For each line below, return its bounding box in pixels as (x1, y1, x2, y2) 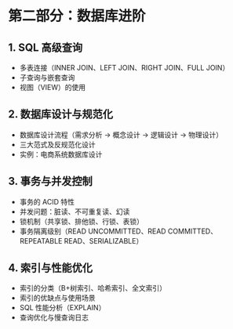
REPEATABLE (19, 236, 63, 245)
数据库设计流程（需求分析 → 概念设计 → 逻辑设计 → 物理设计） (19, 130, 224, 139)
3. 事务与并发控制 (8, 175, 93, 188)
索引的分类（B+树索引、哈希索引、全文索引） (19, 284, 167, 293)
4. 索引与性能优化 (8, 262, 93, 275)
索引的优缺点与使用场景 (19, 293, 96, 302)
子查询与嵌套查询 (19, 73, 75, 82)
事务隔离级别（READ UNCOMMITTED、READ (19, 226, 166, 236)
